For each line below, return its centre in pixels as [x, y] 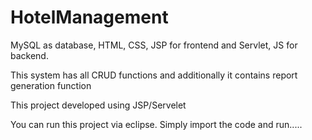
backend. [29, 55]
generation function [51, 85]
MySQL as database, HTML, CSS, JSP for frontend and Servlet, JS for [154, 45]
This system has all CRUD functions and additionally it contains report [154, 75]
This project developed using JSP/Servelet [98, 105]
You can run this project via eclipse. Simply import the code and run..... [156, 124]
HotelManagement [89, 17]
